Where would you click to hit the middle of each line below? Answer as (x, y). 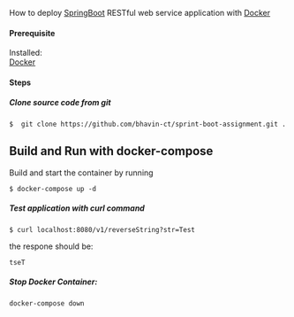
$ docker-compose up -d (53, 189)
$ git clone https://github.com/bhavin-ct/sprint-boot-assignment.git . (148, 124)
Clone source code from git (60, 103)
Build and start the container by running (81, 173)
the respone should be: (51, 246)
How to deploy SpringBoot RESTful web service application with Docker (140, 13)
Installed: (26, 53)
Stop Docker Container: (53, 282)
